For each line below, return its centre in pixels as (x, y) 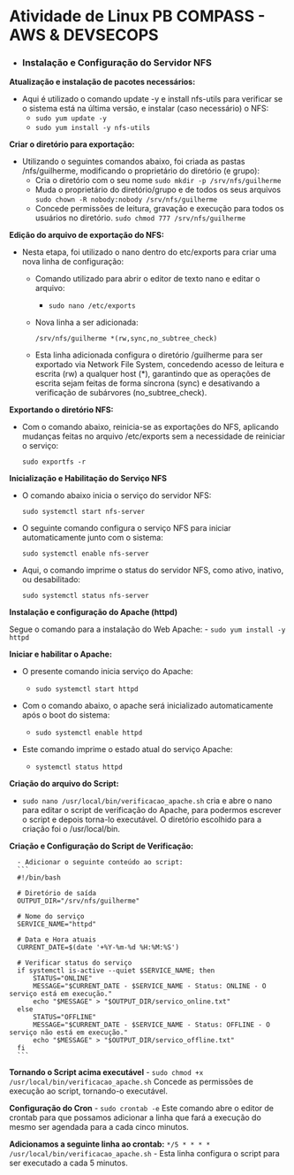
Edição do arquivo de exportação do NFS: (87, 235)
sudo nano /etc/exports (92, 306)
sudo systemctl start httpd (87, 689)
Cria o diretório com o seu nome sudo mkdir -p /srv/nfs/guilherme (158, 180)
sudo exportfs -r (54, 462)
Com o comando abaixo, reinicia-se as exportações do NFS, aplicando (151, 427)
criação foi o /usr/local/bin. (71, 829)
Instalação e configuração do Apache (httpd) (94, 612)
